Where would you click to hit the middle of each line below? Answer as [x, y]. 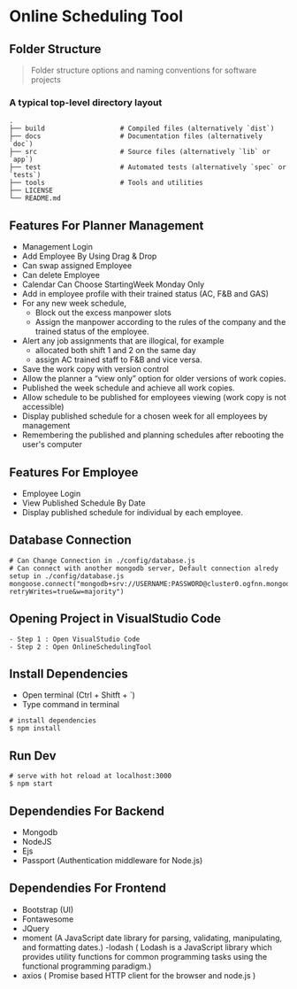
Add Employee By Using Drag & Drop [89, 256]
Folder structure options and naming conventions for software [144, 70]
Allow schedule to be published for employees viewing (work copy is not [154, 398]
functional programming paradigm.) [87, 966]
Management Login [57, 247]
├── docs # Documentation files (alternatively [136, 136]
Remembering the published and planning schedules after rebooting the [153, 435]
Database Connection [70, 541]
